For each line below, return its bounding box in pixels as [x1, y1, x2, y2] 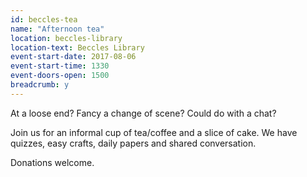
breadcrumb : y [10, 80, 70, 90]
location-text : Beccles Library [10, 42, 145, 53]
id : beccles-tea [10, 14, 78, 25]
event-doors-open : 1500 [10, 71, 110, 81]
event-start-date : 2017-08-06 [10, 52, 137, 62]
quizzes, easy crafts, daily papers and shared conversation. [10, 137, 257, 149]
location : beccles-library [10, 33, 123, 43]
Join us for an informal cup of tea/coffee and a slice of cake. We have [10, 126, 298, 138]
